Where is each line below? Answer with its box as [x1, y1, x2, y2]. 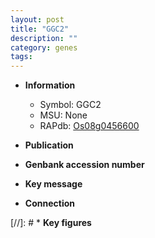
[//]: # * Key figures [10, 217, 92, 229]
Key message [24, 178, 83, 190]
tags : [10, 52, 33, 62]
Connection [24, 197, 75, 210]
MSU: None [39, 109, 88, 121]
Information [24, 79, 76, 91]
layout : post [10, 14, 65, 25]
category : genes [10, 42, 78, 53]
